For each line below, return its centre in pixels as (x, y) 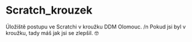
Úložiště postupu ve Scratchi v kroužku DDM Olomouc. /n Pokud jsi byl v (96, 27)
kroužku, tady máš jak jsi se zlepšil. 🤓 (52, 33)
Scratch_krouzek (49, 10)
